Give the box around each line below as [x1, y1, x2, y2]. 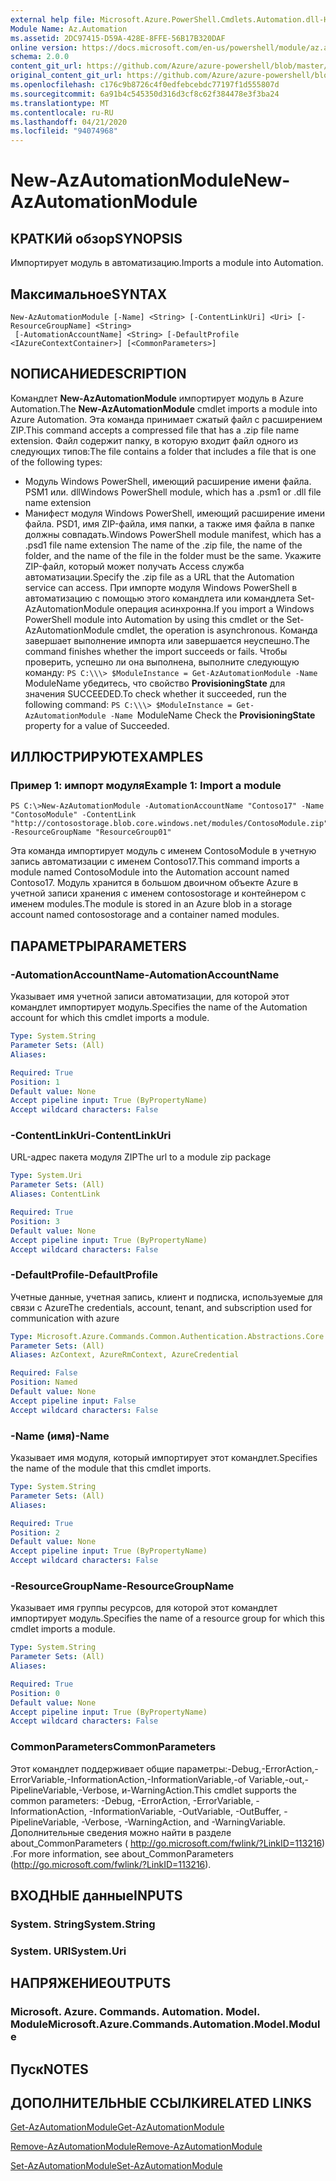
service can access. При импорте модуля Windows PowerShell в [24, 581, 298, 593]
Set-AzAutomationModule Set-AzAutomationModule [10, 2160, 223, 2172]
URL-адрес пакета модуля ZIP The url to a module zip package [10, 1151, 272, 1163]
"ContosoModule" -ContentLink [10, 810, 137, 820]
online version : [10, 42, 78, 53]
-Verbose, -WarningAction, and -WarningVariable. [81, 1816, 286, 1828]
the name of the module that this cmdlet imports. [10, 1462, 212, 1475]
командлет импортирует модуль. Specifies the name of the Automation [10, 1001, 308, 1013]
